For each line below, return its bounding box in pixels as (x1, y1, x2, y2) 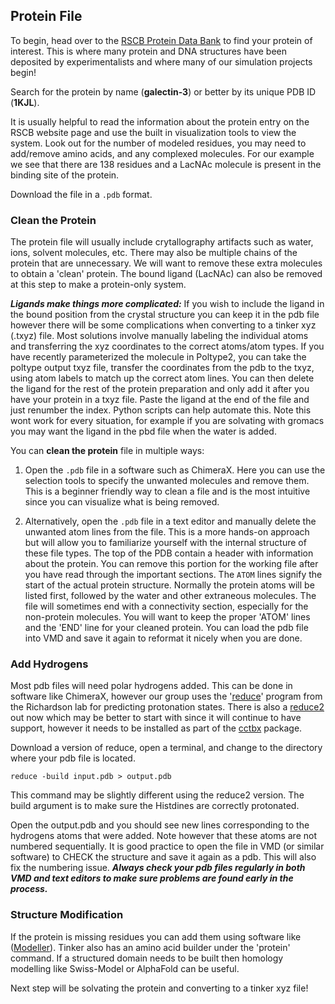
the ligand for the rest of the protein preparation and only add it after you (10, 383, 310, 395)
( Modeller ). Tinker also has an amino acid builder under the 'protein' (10, 941, 291, 953)
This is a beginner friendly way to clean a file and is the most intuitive (24, 485, 311, 498)
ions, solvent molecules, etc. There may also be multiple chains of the (10, 247, 298, 259)
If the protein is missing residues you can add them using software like (10, 930, 302, 943)
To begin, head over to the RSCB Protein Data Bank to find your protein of (10, 34, 313, 46)
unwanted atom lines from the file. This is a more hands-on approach (24, 526, 310, 538)
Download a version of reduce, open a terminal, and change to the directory (10, 742, 323, 754)
